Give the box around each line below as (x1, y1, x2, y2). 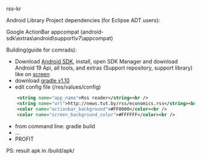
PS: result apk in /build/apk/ (6, 147, 75, 154)
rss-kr (6, 5, 22, 12)
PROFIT (14, 135, 34, 143)
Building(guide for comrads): (6, 46, 77, 53)
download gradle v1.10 (14, 77, 70, 84)
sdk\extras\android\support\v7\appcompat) (6, 35, 114, 41)
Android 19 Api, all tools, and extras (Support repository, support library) (14, 64, 193, 71)
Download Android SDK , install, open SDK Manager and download (14, 58, 178, 65)
